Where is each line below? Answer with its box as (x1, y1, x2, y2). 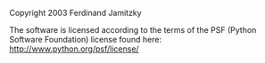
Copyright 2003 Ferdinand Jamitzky (9, 8, 142, 18)
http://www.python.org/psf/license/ (9, 43, 140, 54)
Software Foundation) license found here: (9, 35, 162, 44)
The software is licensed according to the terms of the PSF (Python (9, 25, 257, 35)
